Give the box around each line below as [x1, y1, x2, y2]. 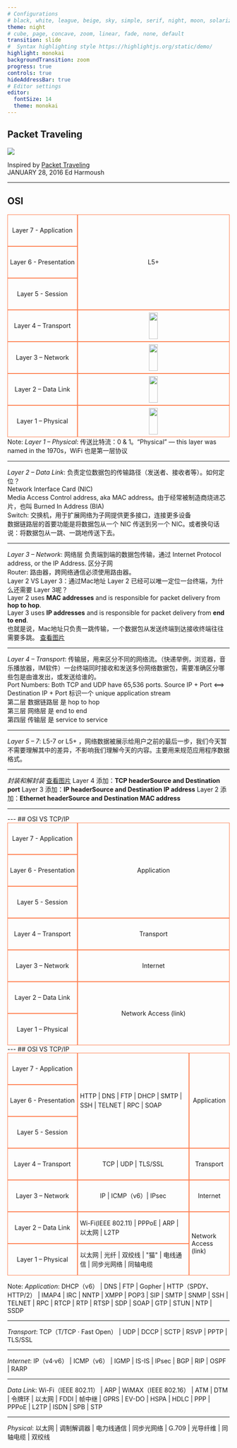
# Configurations [7, 10, 59, 18]
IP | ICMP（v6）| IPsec [99, 1191, 167, 1200]
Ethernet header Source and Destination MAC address [20, 794, 181, 802]
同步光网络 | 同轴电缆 [91, 1259, 153, 1269]
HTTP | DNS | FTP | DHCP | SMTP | [80, 1091, 182, 1100]
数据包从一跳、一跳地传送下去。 [25, 528, 119, 537]
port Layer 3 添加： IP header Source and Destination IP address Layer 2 [7, 785, 219, 794]
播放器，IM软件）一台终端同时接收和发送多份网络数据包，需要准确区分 [13, 664, 219, 672]
